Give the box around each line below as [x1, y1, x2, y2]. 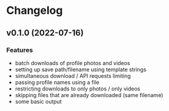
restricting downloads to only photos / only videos [15, 85, 141, 92]
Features [6, 46, 33, 54]
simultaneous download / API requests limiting [15, 72, 131, 79]
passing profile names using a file [15, 78, 100, 86]
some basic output [15, 98, 62, 105]
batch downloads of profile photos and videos [15, 59, 130, 66]
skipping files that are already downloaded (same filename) [15, 91, 164, 98]
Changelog [6, 4, 63, 17]
